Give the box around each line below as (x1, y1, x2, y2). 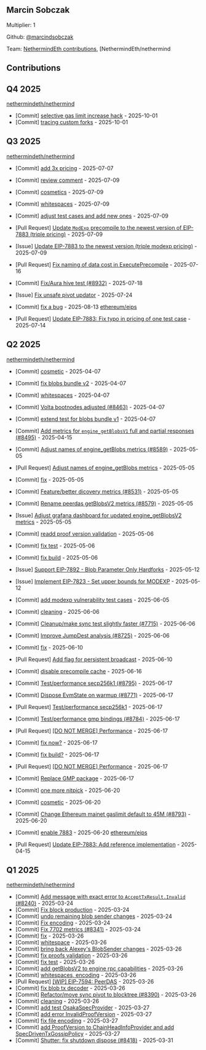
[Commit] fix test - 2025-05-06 (15, 542, 95, 549)
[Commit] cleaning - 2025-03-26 (15, 998, 100, 1005)
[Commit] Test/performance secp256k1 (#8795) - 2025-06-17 (15, 679, 173, 687)
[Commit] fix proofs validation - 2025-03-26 (15, 952, 128, 959)
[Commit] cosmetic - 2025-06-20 (15, 798, 101, 805)
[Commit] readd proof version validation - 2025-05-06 (15, 530, 154, 537)
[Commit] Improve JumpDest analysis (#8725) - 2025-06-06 (15, 632, 170, 639)
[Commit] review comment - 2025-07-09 (15, 176, 120, 184)
